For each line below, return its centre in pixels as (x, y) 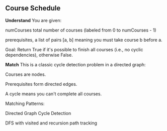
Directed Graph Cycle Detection (38, 113)
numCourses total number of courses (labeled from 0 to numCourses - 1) (81, 30)
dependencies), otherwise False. (39, 55)
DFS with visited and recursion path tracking (51, 123)
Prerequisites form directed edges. (41, 84)
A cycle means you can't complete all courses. (54, 94)
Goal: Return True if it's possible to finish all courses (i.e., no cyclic (74, 49)
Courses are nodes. (26, 74)
